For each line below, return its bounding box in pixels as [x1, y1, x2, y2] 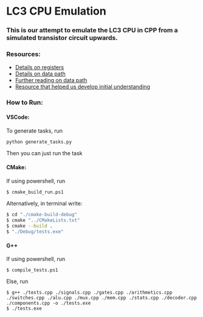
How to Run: [6, 99, 44, 107]
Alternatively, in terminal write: [6, 200, 83, 207]
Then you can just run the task [6, 150, 83, 157]
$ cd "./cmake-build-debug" [6, 212, 78, 218]
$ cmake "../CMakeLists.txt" [6, 217, 80, 223]
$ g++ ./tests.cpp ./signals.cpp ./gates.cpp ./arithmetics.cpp [6, 290, 173, 296]
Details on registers [15, 64, 64, 71]
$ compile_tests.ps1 [6, 267, 59, 273]
